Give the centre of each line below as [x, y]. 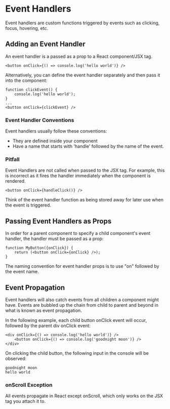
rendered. [16, 181]
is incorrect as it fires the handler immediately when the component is [78, 176]
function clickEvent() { [31, 90]
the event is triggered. [28, 205]
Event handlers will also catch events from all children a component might [82, 300]
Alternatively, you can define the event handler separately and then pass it [83, 75]
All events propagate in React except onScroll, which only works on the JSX [84, 396]
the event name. [22, 272]
